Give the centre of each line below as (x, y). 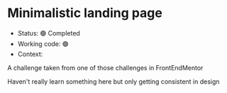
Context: (30, 54)
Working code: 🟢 (43, 43)
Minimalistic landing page (85, 13)
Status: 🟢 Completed (49, 33)
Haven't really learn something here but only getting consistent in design (113, 81)
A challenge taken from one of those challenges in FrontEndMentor (105, 67)
